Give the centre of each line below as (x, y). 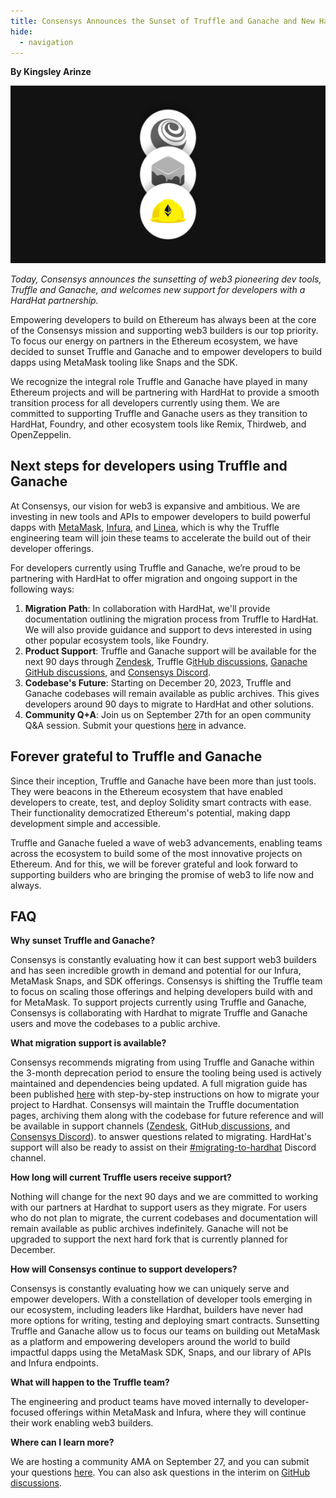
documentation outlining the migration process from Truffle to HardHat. (171, 619)
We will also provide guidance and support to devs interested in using (168, 629)
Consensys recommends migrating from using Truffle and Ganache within (162, 1062)
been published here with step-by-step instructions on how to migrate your (165, 1094)
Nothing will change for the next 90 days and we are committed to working (164, 1197)
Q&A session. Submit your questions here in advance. (135, 725)
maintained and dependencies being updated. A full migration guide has (159, 1084)
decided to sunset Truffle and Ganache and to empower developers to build (166, 351)
